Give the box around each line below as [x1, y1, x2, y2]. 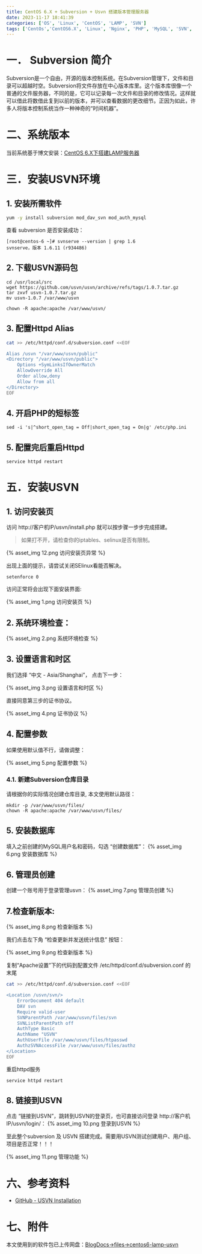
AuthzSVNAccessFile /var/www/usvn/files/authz [17, 1043, 136, 1049]
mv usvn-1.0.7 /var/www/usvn [6, 295, 79, 301]
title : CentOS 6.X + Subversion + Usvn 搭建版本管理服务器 [6, 8, 149, 15]
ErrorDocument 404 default [17, 998, 85, 1004]
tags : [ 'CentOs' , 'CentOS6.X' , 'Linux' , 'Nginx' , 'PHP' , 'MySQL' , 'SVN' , [6, 25, 192, 32]
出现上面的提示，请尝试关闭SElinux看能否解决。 [6, 562, 125, 569]
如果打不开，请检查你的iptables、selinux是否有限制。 [20, 536, 153, 543]
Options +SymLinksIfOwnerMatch [17, 362, 96, 368]
